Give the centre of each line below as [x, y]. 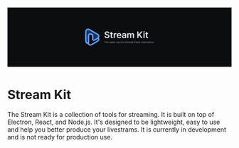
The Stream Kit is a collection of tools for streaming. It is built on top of [111, 114]
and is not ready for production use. [60, 137]
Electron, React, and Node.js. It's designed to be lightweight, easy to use [114, 122]
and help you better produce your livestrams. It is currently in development [117, 130]
